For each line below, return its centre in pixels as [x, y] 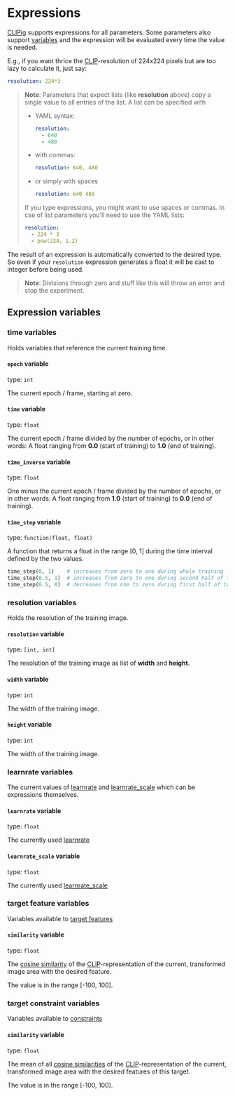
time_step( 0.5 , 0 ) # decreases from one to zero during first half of [114, 585]
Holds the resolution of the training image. [68, 618]
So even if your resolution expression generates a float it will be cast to [111, 262]
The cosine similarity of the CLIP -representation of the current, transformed [116, 964]
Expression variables [54, 313]
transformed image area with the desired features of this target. [99, 1071]
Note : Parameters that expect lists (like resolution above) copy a [117, 94]
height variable [30, 725]
